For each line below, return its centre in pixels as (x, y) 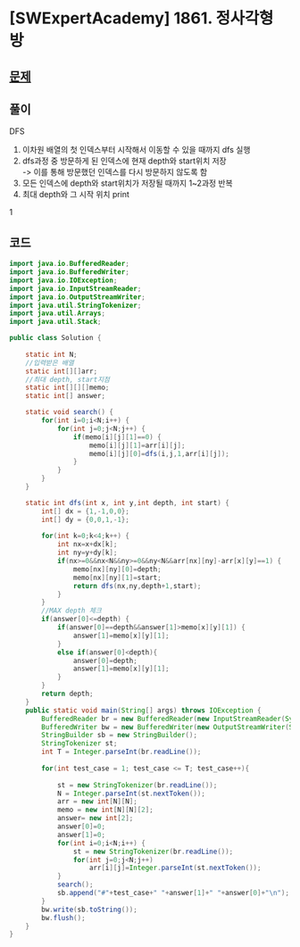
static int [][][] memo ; (67, 388)
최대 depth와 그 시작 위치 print (75, 195)
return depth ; (67, 694)
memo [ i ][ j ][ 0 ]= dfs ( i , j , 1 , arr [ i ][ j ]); (159, 453)
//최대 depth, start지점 (67, 379)
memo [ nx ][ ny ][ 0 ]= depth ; (117, 569)
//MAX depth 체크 (72, 611)
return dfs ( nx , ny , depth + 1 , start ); (137, 586)
